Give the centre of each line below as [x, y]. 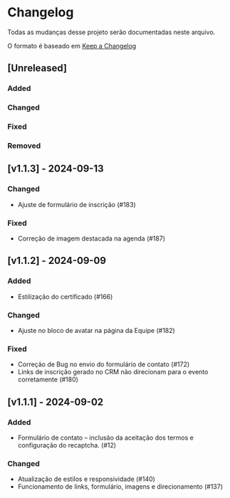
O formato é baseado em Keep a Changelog [72, 46]
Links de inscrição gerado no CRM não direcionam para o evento [113, 372]
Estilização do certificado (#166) [65, 297]
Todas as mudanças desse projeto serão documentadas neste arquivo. [111, 32]
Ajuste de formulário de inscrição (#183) [77, 204]
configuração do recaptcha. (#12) [67, 445]
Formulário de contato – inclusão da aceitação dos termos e [105, 438]
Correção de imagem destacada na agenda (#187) [92, 238]
